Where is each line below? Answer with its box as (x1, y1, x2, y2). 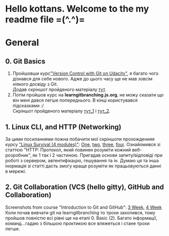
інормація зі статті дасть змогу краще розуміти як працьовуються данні (5, 163, 161, 169)
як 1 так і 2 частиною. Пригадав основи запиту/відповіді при (32, 152, 163, 158)
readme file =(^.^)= (5, 14, 85, 25)
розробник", (5, 152, 32, 158)
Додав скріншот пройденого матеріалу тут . (12, 86, 107, 92)
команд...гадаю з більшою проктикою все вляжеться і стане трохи (5, 220, 150, 226)
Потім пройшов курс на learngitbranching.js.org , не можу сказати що (12, 92, 164, 98)
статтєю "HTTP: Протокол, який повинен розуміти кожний (5, 147, 131, 153)
